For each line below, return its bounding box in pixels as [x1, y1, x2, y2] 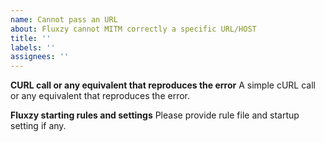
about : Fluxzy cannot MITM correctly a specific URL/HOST [10, 24, 257, 34]
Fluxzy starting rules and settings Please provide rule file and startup [10, 109, 300, 121]
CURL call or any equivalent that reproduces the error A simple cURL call [10, 79, 316, 91]
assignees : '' [10, 52, 70, 62]
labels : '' [10, 42, 56, 53]
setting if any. [10, 120, 67, 132]
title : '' [10, 33, 52, 43]
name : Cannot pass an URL [10, 14, 118, 25]
